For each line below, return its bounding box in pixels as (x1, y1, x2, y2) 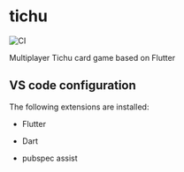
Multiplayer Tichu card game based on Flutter (9, 52, 175, 63)
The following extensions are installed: (9, 101, 149, 112)
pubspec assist (21, 153, 78, 163)
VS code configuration (9, 78, 137, 93)
